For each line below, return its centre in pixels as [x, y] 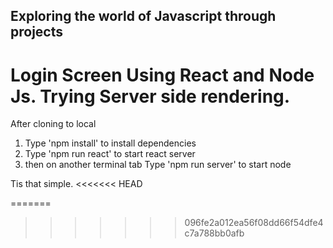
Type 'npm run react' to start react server [110, 154]
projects [37, 32]
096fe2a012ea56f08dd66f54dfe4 [254, 223]
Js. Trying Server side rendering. [150, 96]
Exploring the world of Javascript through [143, 16]
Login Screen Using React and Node [162, 75]
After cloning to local [53, 124]
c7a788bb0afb [214, 233]
